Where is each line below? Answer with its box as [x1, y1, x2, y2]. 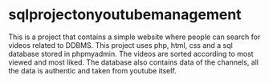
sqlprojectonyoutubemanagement [8, 6, 243, 24]
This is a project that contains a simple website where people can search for [8, 32, 261, 41]
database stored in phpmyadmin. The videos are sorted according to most [8, 49, 255, 58]
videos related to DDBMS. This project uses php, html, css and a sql [8, 40, 233, 49]
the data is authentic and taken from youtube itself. [8, 65, 177, 75]
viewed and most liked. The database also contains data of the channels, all [8, 57, 259, 67]
